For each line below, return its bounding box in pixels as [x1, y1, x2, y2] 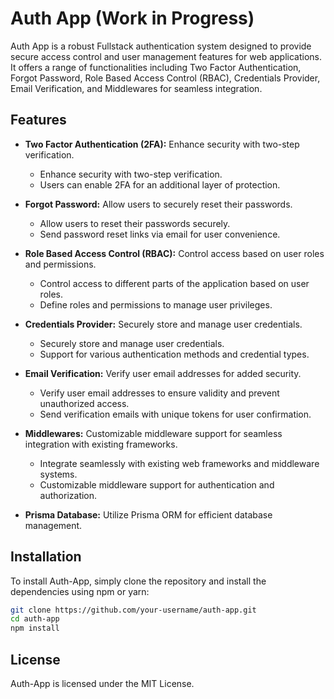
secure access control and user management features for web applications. [10, 50, 323, 62]
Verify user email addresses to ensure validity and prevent [39, 387, 280, 399]
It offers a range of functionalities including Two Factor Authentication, [10, 61, 302, 73]
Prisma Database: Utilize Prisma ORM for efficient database [24, 508, 273, 521]
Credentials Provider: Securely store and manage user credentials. [24, 318, 303, 330]
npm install [10, 623, 60, 634]
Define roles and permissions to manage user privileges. [39, 298, 273, 311]
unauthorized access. [39, 397, 130, 409]
